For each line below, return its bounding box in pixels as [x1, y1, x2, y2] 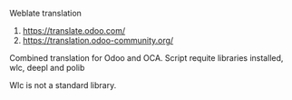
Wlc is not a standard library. [9, 80, 117, 90]
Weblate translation [9, 8, 82, 18]
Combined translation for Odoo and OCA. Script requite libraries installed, [9, 53, 284, 63]
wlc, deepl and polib [9, 63, 85, 73]
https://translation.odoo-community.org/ [22, 35, 174, 45]
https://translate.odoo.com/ [22, 25, 126, 35]
